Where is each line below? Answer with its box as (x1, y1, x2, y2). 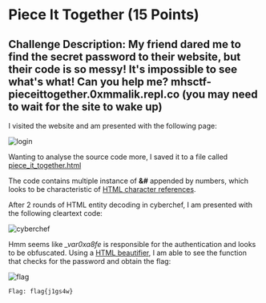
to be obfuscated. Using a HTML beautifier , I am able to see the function (8, 248, 247, 257)
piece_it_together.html (8, 161, 82, 169)
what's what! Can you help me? (8, 74, 169, 89)
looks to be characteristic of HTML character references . (8, 185, 196, 193)
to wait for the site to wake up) (8, 100, 163, 114)
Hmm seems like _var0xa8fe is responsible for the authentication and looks (8, 240, 256, 249)
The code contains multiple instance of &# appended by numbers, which (8, 176, 249, 185)
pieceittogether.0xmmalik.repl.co (8, 87, 180, 101)
